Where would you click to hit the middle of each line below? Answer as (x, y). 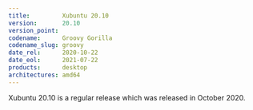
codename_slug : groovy (46, 45)
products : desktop (48, 68)
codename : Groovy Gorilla (60, 38)
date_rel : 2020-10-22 (53, 53)
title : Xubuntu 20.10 (59, 16)
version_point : (34, 30)
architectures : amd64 (44, 75)
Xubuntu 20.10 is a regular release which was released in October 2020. (127, 97)
